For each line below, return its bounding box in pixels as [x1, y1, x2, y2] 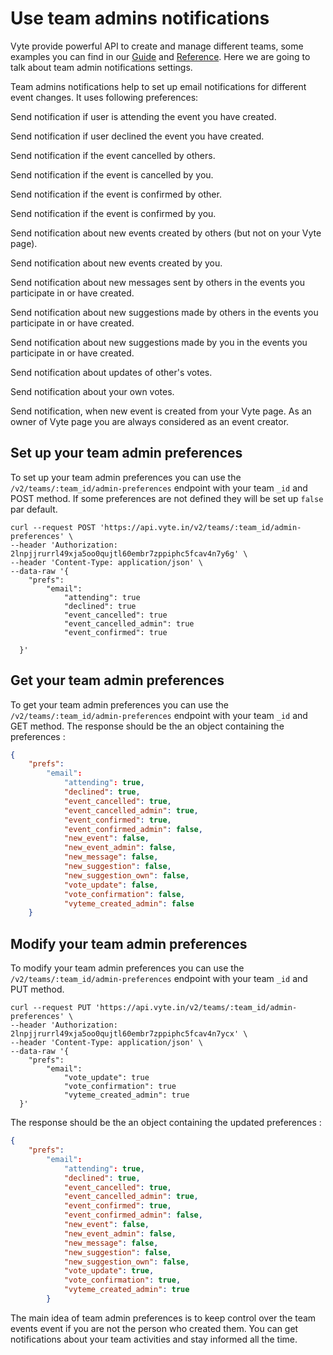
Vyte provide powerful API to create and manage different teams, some [10, 40, 304, 52]
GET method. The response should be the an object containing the [10, 720, 285, 732]
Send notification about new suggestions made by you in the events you [10, 336, 308, 348]
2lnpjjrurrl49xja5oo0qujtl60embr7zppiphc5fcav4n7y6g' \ [10, 548, 248, 559]
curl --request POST [10, 522, 97, 532]
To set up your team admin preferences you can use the [10, 471, 242, 483]
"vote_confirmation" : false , [63, 889, 186, 899]
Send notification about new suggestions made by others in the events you [10, 306, 319, 318]
